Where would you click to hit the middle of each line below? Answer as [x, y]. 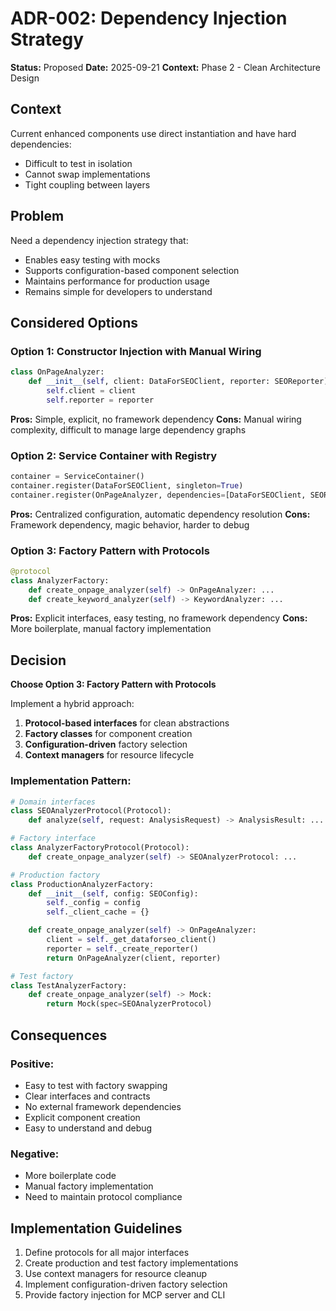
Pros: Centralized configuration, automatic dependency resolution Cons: [160, 514]
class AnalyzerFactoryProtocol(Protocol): [100, 848]
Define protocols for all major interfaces [107, 1252]
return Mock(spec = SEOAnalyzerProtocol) [129, 1004]
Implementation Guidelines [96, 1228]
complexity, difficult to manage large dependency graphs [128, 429]
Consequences [59, 1035]
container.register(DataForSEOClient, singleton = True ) [127, 485]
